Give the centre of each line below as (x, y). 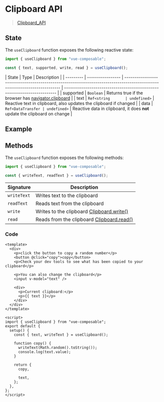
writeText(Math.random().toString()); (58, 348)
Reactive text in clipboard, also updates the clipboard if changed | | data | (79, 103)
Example (19, 129)
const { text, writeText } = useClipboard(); (61, 335)
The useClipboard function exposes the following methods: (64, 158)
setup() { (19, 330)
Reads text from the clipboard (70, 204)
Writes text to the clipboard (67, 196)
